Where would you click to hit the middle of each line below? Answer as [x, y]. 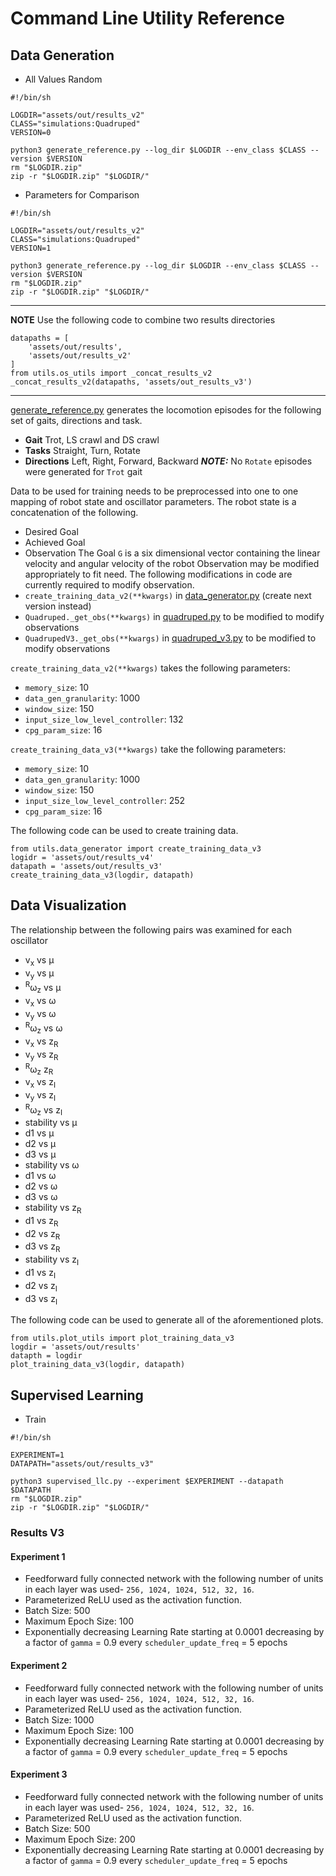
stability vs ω [52, 1165]
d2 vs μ [40, 1143]
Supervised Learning [77, 1395]
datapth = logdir [46, 1356]
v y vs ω [40, 1014]
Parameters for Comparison [82, 195]
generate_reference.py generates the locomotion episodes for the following [166, 410]
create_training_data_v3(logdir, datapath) [102, 875]
